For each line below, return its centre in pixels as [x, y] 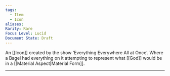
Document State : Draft [29, 39]
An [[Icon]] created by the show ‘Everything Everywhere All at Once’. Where [84, 52]
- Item [17, 15]
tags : [11, 10]
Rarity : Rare [19, 29]
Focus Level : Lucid [26, 33]
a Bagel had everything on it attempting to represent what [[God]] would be [84, 58]
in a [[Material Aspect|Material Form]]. [45, 63]
